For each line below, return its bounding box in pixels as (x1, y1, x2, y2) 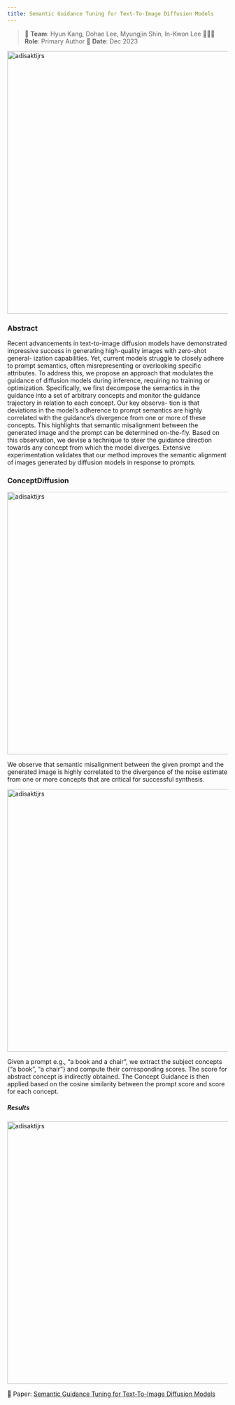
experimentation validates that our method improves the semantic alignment (7, 450, 227, 459)
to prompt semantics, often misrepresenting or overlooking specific (7, 361, 201, 370)
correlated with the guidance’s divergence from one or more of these (7, 413, 206, 422)
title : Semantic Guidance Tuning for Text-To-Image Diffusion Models (7, 10, 215, 18)
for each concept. (7, 1087, 59, 1096)
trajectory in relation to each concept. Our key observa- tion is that (7, 399, 200, 407)
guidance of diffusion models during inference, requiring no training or (7, 376, 211, 385)
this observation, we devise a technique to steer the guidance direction (7, 436, 212, 444)
